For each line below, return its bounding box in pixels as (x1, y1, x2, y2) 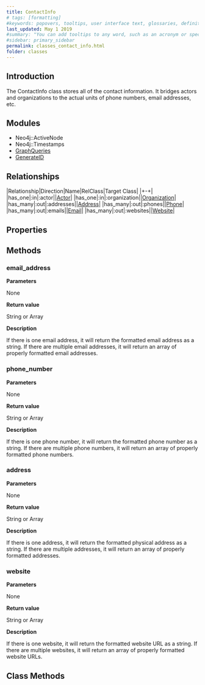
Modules (6, 118, 41, 128)
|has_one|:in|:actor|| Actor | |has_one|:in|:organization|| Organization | (6, 194, 176, 201)
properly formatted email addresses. (6, 350, 98, 357)
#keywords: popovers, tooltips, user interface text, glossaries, (6, 20, 179, 26)
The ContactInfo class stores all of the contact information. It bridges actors (6, 87, 197, 95)
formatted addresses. (6, 551, 61, 559)
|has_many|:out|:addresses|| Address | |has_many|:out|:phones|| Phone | (6, 201, 184, 208)
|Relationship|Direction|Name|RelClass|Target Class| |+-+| (6, 187, 153, 195)
